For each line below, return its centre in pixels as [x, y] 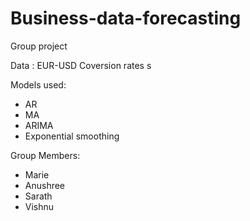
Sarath [38, 196]
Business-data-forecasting [126, 18]
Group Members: [45, 155]
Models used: [38, 84]
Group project [39, 46]
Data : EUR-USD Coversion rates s [81, 65]
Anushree [45, 185]
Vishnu [39, 206]
